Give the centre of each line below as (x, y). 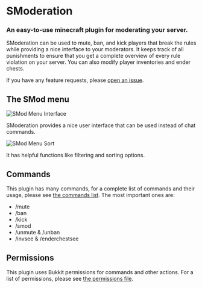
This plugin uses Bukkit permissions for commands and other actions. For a (100, 272)
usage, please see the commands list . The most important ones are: (90, 195)
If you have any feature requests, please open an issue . (75, 80)
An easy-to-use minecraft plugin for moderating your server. (97, 30)
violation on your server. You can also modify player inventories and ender (99, 62)
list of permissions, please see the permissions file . (70, 278)
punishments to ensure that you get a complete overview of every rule (93, 56)
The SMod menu (38, 99)
